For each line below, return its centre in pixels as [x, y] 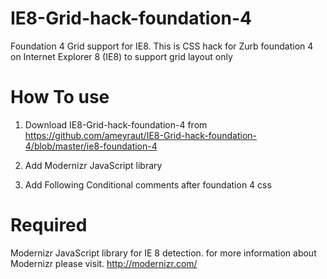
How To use [60, 97]
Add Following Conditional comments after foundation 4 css [148, 184]
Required [49, 225]
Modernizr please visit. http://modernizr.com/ [104, 263]
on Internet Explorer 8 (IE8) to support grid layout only [121, 56]
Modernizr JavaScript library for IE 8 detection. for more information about [163, 253]
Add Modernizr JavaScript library [93, 165]
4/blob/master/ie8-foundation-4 [91, 146]
